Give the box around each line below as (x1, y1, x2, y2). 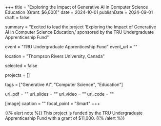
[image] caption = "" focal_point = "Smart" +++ (5, 101, 101, 106)
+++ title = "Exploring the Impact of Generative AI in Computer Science (5, 4, 148, 10)
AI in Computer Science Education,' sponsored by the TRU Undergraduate (5, 29, 154, 35)
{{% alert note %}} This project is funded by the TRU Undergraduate (5, 110, 143, 116)
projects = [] (5, 72, 30, 78)
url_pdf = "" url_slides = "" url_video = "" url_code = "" (5, 91, 114, 97)
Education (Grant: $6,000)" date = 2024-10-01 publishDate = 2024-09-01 (5, 9, 153, 15)
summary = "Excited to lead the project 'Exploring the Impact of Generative (5, 24, 156, 30)
